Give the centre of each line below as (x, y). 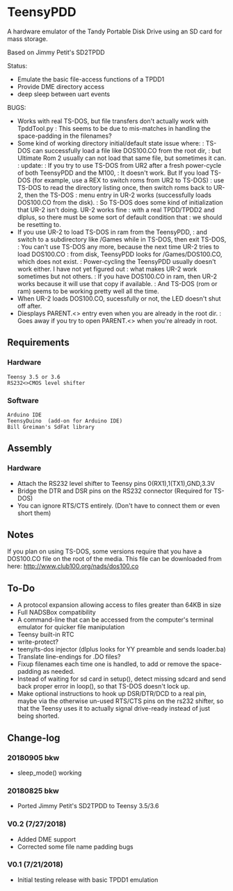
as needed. (59, 672)
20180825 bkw (33, 791)
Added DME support (47, 839)
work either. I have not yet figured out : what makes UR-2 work (107, 269)
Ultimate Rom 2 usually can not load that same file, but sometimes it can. (121, 158)
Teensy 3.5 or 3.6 (34, 377)
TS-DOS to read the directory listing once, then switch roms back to (114, 187)
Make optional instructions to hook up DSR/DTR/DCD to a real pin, (112, 694)
